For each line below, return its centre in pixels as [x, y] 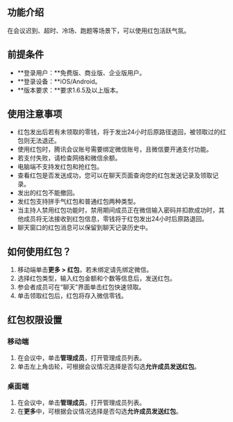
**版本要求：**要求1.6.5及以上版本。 [70, 90]
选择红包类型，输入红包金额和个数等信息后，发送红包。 [96, 278]
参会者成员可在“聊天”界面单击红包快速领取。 [81, 287]
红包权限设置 [35, 319]
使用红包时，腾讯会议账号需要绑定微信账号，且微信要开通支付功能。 [115, 149]
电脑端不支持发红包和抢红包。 [60, 167]
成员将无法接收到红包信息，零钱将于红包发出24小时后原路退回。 [116, 219]
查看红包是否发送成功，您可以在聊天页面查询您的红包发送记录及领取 [115, 175]
